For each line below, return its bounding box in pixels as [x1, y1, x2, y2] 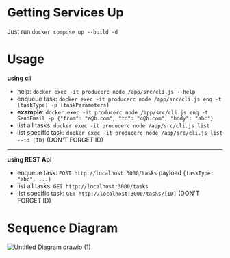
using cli [7, 74, 32, 82]
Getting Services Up [7, 5, 125, 21]
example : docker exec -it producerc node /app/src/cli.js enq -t [16, 107, 209, 116]
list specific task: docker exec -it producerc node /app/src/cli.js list [16, 128, 223, 136]
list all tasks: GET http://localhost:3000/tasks [16, 181, 149, 190]
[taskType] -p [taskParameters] [16, 101, 110, 109]
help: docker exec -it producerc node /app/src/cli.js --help [16, 87, 196, 95]
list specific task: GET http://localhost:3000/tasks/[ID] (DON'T [16, 189, 200, 197]
